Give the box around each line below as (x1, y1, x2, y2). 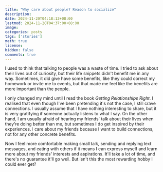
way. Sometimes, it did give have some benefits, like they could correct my (5, 76, 155, 81)
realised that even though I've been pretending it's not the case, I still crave (5, 100, 156, 107)
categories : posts (5, 30, 42, 34)
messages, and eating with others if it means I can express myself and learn (5, 146, 158, 152)
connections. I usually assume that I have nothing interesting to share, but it (5, 106, 157, 111)
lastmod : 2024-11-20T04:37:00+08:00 (5, 20, 79, 26)
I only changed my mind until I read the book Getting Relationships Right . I (5, 95, 153, 101)
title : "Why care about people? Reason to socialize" (5, 7, 117, 12)
